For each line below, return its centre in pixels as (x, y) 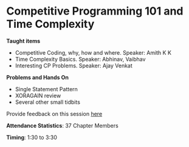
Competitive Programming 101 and (95, 11)
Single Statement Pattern (46, 89)
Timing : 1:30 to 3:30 (32, 137)
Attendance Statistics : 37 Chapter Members (62, 125)
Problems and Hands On (37, 77)
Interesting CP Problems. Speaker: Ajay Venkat (74, 66)
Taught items (23, 41)
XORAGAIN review (38, 95)
